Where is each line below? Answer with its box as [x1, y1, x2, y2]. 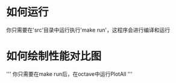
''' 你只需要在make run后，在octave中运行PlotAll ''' [6, 70, 133, 78]
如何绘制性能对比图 [6, 50, 102, 63]
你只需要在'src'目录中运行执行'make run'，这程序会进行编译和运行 [6, 26, 171, 33]
